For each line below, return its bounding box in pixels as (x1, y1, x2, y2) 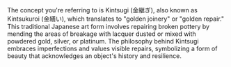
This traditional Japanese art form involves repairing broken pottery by (7, 23, 210, 30)
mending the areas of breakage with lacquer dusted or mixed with (7, 30, 196, 38)
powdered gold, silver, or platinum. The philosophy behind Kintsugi (7, 37, 200, 45)
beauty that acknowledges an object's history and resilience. (7, 52, 182, 60)
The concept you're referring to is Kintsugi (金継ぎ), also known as (7, 6, 198, 14)
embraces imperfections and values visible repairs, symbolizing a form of (7, 44, 218, 52)
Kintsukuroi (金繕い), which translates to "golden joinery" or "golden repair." (7, 15, 225, 23)
